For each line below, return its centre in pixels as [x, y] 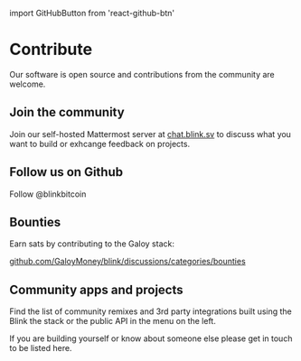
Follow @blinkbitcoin [48, 194]
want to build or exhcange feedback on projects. [100, 143]
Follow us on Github [66, 172]
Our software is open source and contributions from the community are [142, 74]
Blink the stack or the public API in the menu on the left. [113, 321]
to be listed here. [41, 348]
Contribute [51, 50]
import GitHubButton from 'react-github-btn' [92, 13]
